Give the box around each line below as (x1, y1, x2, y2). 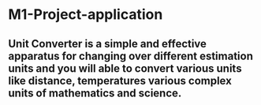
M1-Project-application (8, 6, 163, 24)
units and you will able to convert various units (8, 62, 242, 75)
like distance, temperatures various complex (8, 73, 233, 88)
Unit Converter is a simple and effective (8, 37, 207, 51)
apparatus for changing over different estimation (8, 49, 254, 62)
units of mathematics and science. (8, 86, 182, 99)
